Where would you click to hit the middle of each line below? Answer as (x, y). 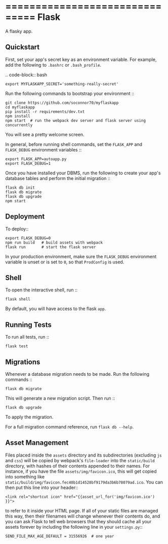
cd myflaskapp (20, 107)
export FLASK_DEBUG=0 (28, 238)
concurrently (19, 125)
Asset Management (37, 443)
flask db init (20, 188)
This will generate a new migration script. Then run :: (60, 398)
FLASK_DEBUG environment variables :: (44, 149)
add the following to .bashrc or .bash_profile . (53, 65)
